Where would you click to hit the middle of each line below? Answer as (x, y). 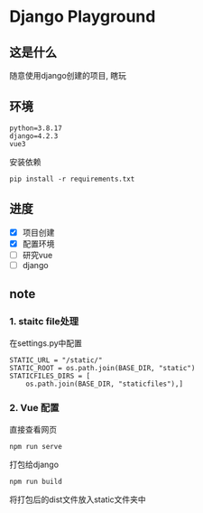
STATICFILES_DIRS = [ (50, 376)
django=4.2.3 (34, 136)
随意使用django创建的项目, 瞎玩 (68, 75)
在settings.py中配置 (46, 343)
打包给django (34, 464)
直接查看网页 (33, 429)
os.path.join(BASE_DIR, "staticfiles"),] (104, 384)
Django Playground (83, 17)
